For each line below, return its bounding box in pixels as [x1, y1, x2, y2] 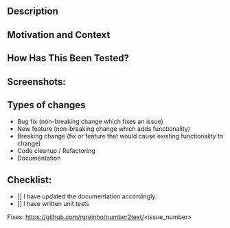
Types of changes [7, 99, 86, 111]
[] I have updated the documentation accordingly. [16, 192, 157, 200]
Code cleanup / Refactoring [16, 147, 95, 155]
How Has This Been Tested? [7, 52, 129, 64]
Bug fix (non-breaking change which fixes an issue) [16, 117, 163, 126]
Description [7, 6, 58, 17]
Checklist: [7, 174, 52, 185]
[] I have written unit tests [16, 200, 90, 208]
